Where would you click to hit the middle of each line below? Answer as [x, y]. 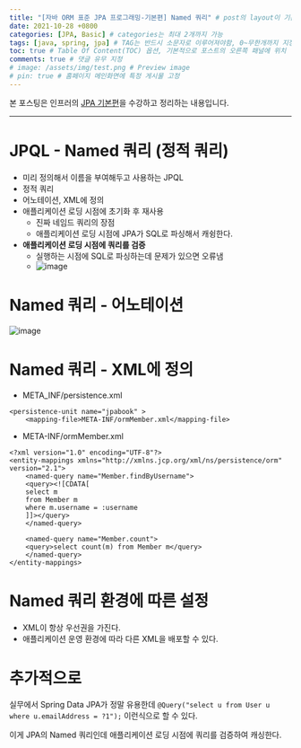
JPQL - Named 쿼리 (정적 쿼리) [119, 150]
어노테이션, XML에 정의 [63, 199]
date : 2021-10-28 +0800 [54, 26]
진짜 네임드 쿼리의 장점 [75, 222]
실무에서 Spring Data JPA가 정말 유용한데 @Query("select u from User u [140, 705]
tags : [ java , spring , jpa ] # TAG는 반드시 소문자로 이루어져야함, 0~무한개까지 [144, 43]
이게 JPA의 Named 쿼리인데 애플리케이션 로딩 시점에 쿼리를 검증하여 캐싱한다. [146, 735]
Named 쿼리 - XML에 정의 [102, 370]
